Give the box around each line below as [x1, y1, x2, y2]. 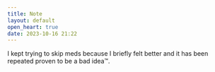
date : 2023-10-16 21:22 [7, 30, 78, 37]
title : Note [7, 10, 42, 18]
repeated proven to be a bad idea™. [7, 57, 110, 66]
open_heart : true [7, 23, 59, 30]
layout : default [7, 17, 55, 24]
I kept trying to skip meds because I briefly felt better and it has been [7, 49, 209, 58]
